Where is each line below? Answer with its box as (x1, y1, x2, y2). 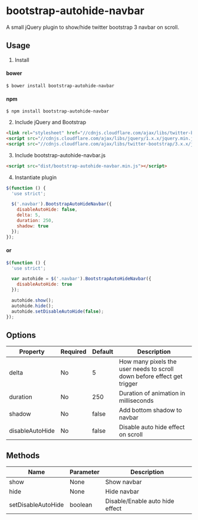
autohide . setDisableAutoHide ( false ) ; (11, 308, 104, 314)
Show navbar (105, 478, 142, 486)
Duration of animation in (118, 389, 186, 398)
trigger (118, 380, 138, 388)
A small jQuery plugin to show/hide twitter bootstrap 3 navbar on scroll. (6, 24, 180, 31)
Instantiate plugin (14, 174, 57, 181)
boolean (70, 501, 93, 509)
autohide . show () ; (11, 297, 54, 304)
